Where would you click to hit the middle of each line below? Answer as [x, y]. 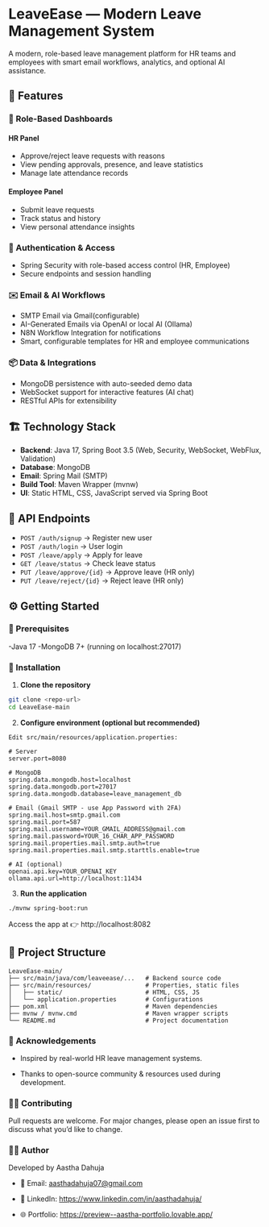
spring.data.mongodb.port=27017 [62, 787]
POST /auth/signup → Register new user [86, 538]
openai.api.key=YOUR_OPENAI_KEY [62, 871]
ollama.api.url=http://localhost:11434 [75, 878]
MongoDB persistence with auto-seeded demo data [106, 383]
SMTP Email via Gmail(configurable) [80, 316]
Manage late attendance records [74, 173]
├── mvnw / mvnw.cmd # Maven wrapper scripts [118, 1013]
